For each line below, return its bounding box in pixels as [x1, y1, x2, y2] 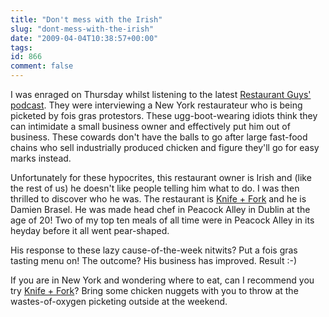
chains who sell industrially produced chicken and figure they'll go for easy [10, 142, 320, 153]
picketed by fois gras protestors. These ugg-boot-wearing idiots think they [10, 110, 318, 121]
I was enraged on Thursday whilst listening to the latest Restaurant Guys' [10, 89, 312, 100]
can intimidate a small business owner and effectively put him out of [10, 121, 291, 132]
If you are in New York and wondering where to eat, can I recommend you [10, 274, 315, 286]
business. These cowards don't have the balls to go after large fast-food [10, 131, 308, 143]
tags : [10, 42, 33, 53]
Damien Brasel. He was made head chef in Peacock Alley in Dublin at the [10, 204, 311, 215]
